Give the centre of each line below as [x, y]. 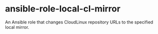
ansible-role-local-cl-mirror [63, 9]
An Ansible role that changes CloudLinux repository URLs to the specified [79, 22]
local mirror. [17, 27]
